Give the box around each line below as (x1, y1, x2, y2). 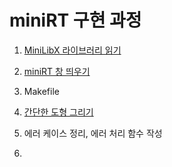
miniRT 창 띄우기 (23, 65, 91, 77)
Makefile (23, 85, 60, 97)
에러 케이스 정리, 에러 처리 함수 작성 (23, 127, 163, 139)
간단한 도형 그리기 (23, 106, 94, 118)
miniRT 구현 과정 (9, 9, 142, 32)
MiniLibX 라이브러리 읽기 (23, 44, 122, 56)
